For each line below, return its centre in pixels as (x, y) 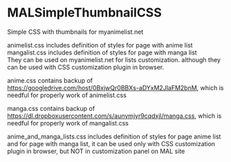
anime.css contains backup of (50, 80)
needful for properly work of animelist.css (67, 95)
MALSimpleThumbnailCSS (85, 13)
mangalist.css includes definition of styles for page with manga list (102, 52)
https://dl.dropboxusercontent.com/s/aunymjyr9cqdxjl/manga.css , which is (114, 116)
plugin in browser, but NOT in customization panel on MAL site (96, 151)
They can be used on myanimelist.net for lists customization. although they (114, 59)
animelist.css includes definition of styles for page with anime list (100, 45)
